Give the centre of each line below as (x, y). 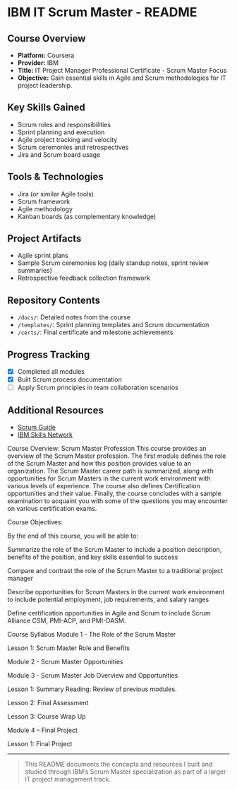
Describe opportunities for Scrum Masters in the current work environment (116, 592)
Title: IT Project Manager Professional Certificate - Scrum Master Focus (122, 70)
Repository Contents (54, 300)
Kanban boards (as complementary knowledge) (87, 216)
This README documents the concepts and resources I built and (119, 765)
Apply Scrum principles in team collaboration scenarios (98, 388)
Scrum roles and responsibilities (64, 124)
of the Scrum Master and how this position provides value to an (99, 464)
